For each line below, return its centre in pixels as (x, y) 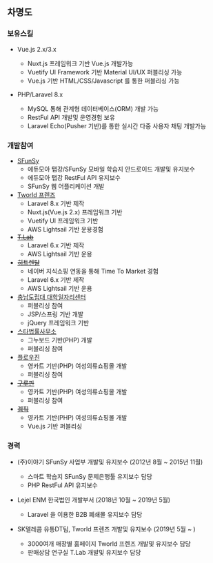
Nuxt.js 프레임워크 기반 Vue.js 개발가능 (80, 63)
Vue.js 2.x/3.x (37, 49)
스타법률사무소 (37, 331)
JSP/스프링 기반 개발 (55, 314)
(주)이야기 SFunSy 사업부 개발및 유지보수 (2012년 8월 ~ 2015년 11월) (110, 462)
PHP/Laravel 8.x (40, 94)
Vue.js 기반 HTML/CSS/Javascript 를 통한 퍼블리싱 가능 (103, 81)
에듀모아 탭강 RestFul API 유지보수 (74, 177)
